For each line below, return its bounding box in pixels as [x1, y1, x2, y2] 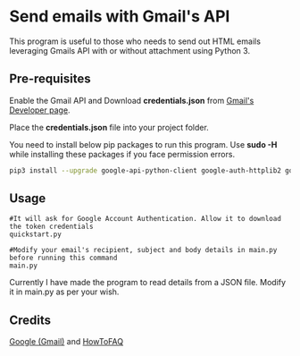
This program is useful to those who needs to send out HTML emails [9, 36, 262, 47]
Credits [9, 312, 52, 327]
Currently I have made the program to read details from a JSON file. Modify [9, 277, 287, 288]
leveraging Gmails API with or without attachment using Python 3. [9, 45, 251, 55]
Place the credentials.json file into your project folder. [9, 122, 210, 132]
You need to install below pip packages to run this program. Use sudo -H [9, 139, 278, 149]
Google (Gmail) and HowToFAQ [9, 336, 123, 347]
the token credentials [9, 222, 94, 232]
